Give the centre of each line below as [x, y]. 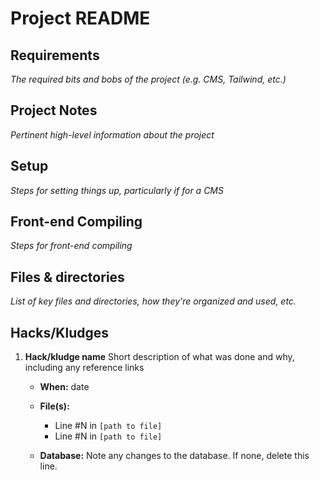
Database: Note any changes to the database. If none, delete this [174, 456]
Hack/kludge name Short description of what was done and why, [159, 357]
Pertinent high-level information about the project [112, 134]
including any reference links [84, 368]
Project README [80, 18]
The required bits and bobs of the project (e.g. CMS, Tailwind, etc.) [148, 79]
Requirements [55, 55]
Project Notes [54, 110]
